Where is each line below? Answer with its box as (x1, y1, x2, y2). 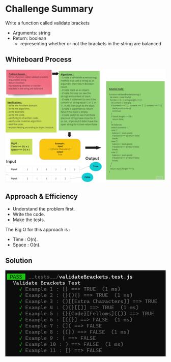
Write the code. (12, 211, 45, 217)
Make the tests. (12, 217, 45, 223)
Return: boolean (12, 35, 47, 41)
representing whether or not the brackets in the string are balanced (20, 40, 161, 46)
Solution (5, 256, 33, 265)
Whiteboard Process (5, 55, 72, 64)
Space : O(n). (12, 242, 41, 248)
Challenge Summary (5, 3, 94, 15)
